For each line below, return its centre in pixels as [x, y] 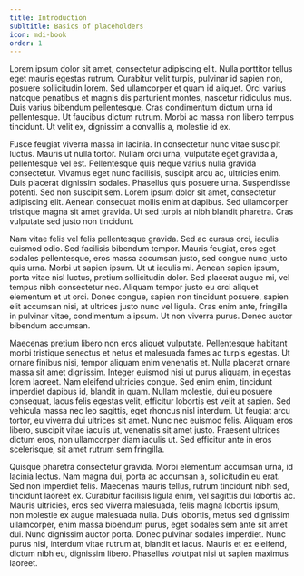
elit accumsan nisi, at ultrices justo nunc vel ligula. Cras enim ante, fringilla [148, 307]
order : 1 [26, 43]
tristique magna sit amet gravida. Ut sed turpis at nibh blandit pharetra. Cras [152, 212]
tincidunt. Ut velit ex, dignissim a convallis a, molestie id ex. [120, 127]
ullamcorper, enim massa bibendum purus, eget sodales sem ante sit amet [148, 525]
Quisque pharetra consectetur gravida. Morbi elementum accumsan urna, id [151, 467]
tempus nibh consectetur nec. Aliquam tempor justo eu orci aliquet [134, 288]
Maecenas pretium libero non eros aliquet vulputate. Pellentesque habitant [148, 343]
